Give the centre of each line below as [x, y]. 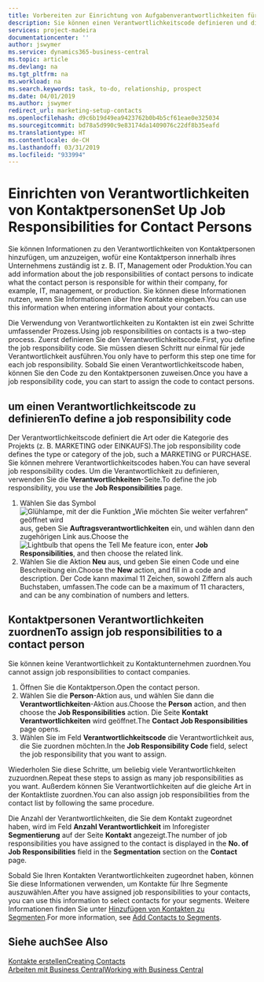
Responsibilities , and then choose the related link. [101, 553]
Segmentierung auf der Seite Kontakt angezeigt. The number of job [118, 835]
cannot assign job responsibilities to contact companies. [99, 671]
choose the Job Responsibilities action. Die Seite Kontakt [114, 712]
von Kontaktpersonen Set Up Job [117, 210]
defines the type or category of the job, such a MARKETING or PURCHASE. [130, 454]
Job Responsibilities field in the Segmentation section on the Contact [123, 851]
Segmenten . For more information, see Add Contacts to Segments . [115, 917]
